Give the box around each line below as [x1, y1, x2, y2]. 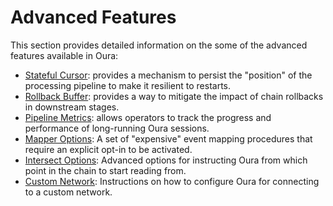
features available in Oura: [10, 49, 119, 61]
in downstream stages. [24, 101, 120, 113]
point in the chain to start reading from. [24, 164, 187, 176]
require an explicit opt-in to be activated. [24, 143, 193, 155]
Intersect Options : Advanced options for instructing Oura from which [24, 154, 308, 166]
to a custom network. [24, 186, 113, 198]
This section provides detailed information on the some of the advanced [10, 39, 308, 51]
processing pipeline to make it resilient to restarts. [24, 79, 231, 91]
